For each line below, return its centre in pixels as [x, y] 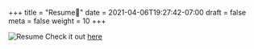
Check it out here [74, 37]
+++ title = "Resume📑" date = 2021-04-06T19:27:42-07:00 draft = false [127, 12]
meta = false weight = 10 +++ [57, 21]
